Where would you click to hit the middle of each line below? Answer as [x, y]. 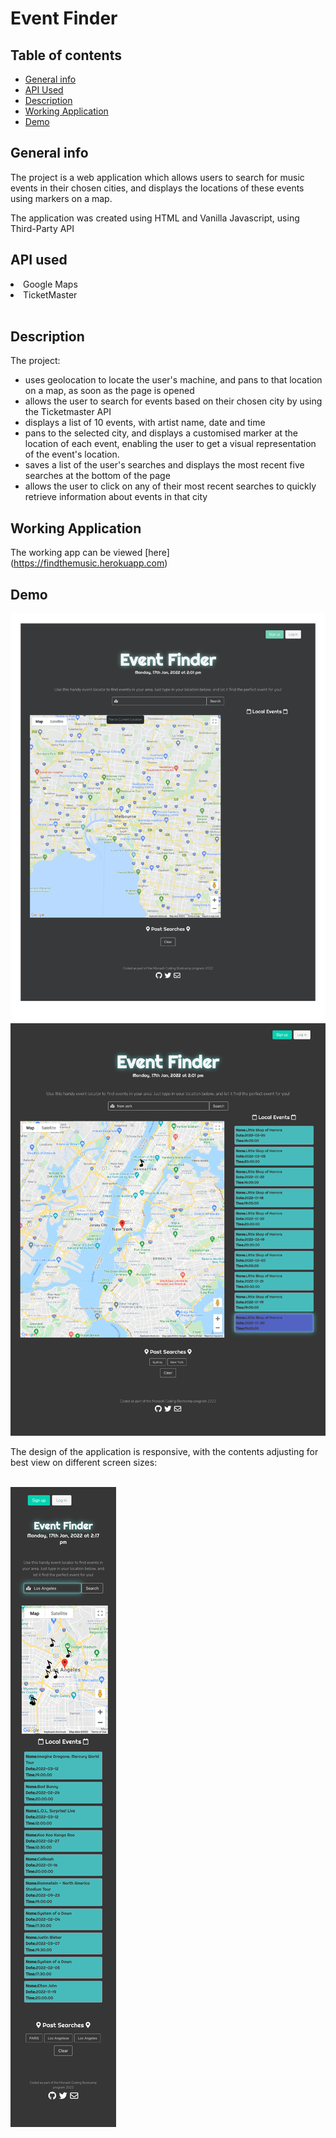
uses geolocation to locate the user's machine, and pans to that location [173, 380]
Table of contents [66, 55]
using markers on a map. [61, 198]
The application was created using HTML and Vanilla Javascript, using [155, 218]
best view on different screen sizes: [84, 1463]
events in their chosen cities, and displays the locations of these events [157, 188]
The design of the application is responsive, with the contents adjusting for [164, 1452]
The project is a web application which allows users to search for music [157, 177]
